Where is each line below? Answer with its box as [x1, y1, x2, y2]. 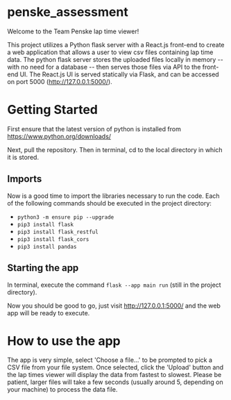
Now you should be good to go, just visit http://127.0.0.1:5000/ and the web [7, 301, 221, 310]
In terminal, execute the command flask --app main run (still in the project [7, 281, 221, 289]
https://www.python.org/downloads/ [7, 132, 112, 140]
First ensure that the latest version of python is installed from [7, 124, 182, 133]
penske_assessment [7, 4, 128, 20]
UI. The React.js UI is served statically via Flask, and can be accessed [19, 70, 220, 78]
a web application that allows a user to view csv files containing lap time [7, 48, 214, 56]
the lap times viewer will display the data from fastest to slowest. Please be [7, 371, 222, 379]
